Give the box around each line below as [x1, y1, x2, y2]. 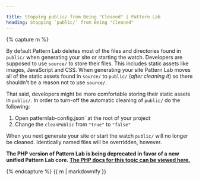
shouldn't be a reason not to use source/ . [6, 78, 107, 86]
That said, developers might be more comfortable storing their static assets [6, 90, 191, 97]
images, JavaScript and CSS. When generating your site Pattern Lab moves [6, 66, 191, 73]
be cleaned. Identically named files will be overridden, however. [6, 138, 162, 145]
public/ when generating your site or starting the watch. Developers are [6, 53, 183, 61]
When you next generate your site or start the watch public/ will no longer [6, 132, 188, 139]
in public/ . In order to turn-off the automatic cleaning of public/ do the [6, 96, 181, 104]
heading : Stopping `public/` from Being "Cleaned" [6, 19, 134, 26]
